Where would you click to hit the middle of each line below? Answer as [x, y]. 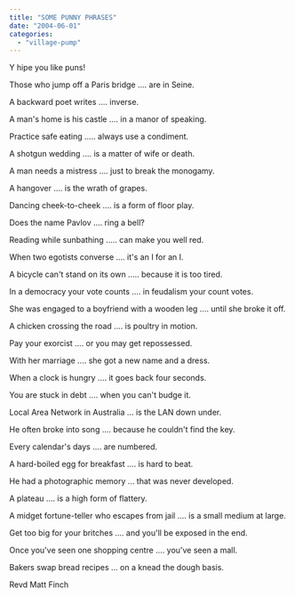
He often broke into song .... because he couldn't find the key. [122, 430]
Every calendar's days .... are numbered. [84, 447]
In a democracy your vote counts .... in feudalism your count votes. [132, 292]
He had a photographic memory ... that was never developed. [121, 481]
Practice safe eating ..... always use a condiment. [99, 137]
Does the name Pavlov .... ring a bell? [77, 222]
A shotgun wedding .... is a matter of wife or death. [102, 154]
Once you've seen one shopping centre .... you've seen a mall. [124, 550]
